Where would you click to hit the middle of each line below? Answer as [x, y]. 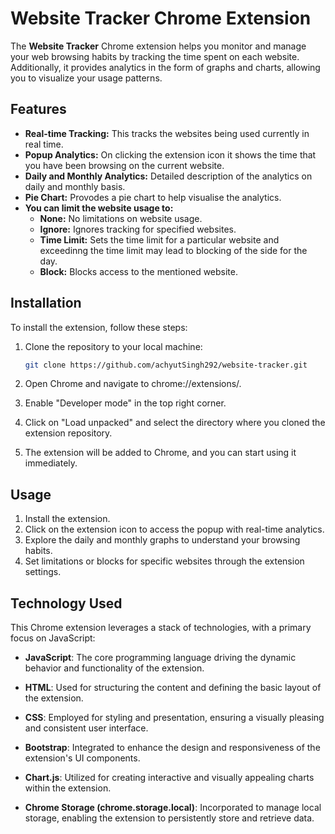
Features [38, 109]
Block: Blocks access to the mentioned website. [139, 271]
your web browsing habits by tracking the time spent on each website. [155, 56]
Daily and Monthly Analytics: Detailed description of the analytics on [168, 176]
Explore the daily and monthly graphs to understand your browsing [162, 540]
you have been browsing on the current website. [124, 165]
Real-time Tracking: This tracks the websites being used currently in [167, 133]
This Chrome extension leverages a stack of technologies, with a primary [161, 628]
